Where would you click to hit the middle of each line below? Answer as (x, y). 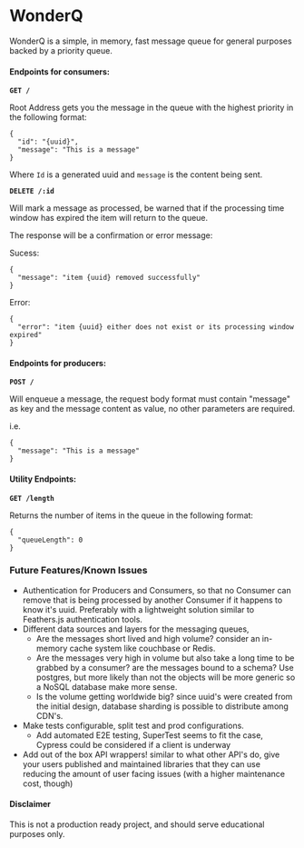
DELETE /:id (32, 192)
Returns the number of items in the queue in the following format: (132, 515)
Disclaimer (30, 804)
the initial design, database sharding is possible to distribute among (162, 706)
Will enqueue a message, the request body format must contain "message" (150, 399)
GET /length (32, 498)
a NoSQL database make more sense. (107, 686)
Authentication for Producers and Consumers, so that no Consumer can (157, 590)
